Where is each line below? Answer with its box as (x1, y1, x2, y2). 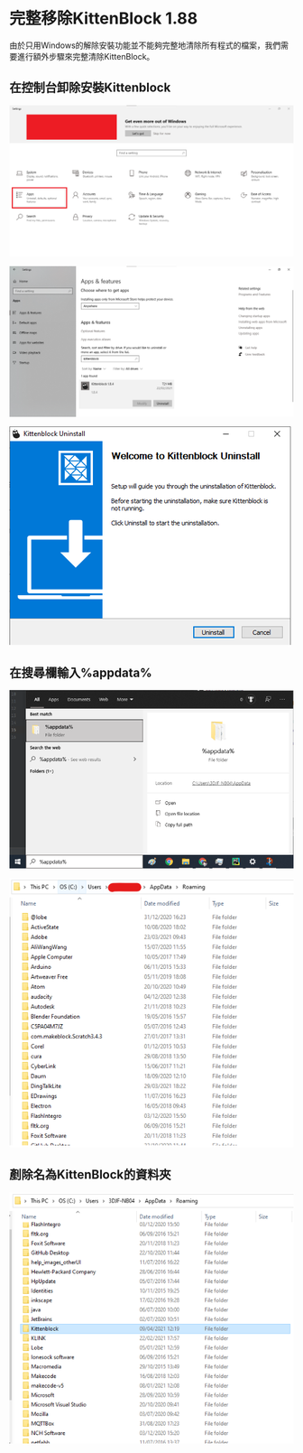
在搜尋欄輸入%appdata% (9, 665, 152, 680)
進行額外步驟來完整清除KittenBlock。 (16, 51, 155, 61)
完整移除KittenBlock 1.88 (9, 8, 198, 29)
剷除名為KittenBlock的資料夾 (9, 1167, 171, 1183)
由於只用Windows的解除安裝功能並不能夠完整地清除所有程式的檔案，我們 (9, 40, 281, 51)
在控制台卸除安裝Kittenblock (9, 80, 171, 96)
